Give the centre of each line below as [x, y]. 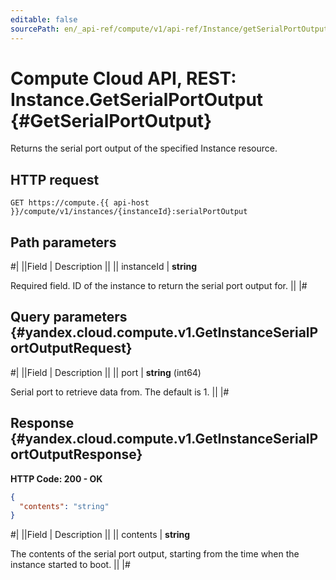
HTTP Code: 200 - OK [56, 478]
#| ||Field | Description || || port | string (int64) [106, 372]
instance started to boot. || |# [70, 565]
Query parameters [69, 317]
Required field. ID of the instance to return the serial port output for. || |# [159, 286]
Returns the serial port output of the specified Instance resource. [144, 148]
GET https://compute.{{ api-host [80, 203]
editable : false [44, 19]
